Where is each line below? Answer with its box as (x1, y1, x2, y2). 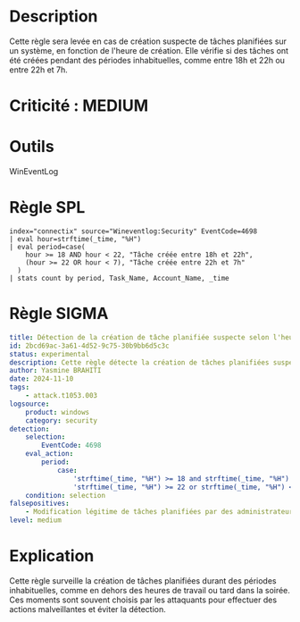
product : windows (25, 408, 90, 416)
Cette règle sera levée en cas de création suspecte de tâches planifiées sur (9, 36, 287, 46)
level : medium (9, 516, 62, 525)
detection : (9, 424, 50, 433)
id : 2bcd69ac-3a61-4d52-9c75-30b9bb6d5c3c (9, 341, 170, 350)
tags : (9, 382, 29, 392)
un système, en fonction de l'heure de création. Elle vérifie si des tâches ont (9, 45, 288, 55)
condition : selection (25, 491, 105, 500)
